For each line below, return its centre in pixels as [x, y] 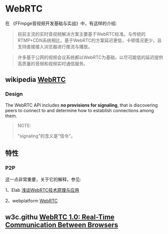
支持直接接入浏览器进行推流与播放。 [55, 46]
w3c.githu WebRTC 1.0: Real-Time [60, 217]
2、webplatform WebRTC [32, 201]
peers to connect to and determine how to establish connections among [80, 110]
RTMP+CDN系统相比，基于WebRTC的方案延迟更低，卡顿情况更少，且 [90, 40]
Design [14, 94]
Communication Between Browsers [62, 225]
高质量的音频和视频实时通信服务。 [53, 63]
